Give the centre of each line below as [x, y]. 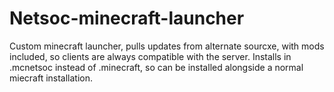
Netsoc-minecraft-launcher [127, 18]
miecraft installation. [51, 78]
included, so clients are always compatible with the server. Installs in [150, 56]
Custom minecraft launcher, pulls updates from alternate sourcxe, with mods [167, 46]
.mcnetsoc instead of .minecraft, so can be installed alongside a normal [156, 67]
